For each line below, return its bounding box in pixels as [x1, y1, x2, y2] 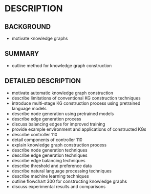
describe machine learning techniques [11, 173, 89, 179]
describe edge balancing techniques [11, 157, 86, 163]
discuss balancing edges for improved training [11, 121, 106, 127]
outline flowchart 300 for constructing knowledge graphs [11, 178, 128, 184]
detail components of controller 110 [11, 137, 83, 143]
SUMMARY [4, 49, 40, 58]
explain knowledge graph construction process [11, 142, 107, 147]
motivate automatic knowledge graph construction [11, 90, 113, 96]
